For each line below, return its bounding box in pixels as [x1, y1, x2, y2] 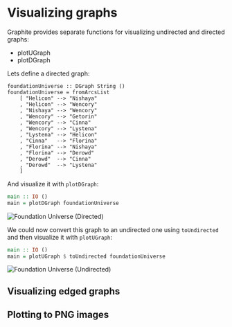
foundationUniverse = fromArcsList [7, 89, 110, 96]
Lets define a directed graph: [7, 69, 90, 78]
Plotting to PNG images [7, 309, 109, 321]
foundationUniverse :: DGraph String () [7, 82, 126, 89]
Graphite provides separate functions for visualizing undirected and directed [7, 28, 225, 36]
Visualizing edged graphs [7, 285, 121, 297]
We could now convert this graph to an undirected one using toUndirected [7, 225, 220, 233]
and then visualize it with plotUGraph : [7, 233, 113, 241]
